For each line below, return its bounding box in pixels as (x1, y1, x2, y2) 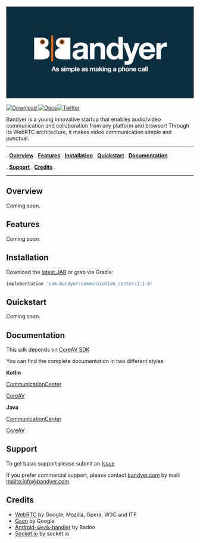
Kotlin (6, 369, 21, 376)
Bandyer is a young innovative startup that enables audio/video (6, 116, 161, 123)
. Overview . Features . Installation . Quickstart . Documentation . (6, 152, 171, 159)
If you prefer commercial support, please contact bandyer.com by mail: (6, 471, 180, 479)
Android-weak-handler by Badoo (14, 523, 96, 530)
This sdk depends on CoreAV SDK (6, 346, 90, 353)
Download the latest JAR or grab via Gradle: (6, 268, 114, 275)
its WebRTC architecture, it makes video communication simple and (6, 129, 172, 136)
